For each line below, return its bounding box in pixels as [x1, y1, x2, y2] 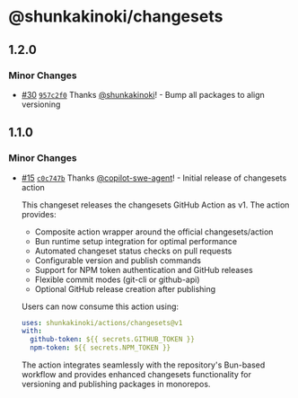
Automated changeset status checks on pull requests [34, 245, 232, 256]
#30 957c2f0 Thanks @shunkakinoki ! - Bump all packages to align [21, 89, 266, 100]
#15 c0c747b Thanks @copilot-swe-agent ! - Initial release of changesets [21, 172, 287, 183]
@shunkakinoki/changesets [8, 6, 223, 27]
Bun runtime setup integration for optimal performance [34, 235, 238, 246]
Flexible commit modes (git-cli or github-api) [34, 274, 200, 285]
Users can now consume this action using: [21, 301, 180, 312]
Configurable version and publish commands [34, 254, 201, 266]
